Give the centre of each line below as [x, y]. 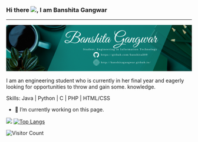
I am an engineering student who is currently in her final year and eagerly [95, 81]
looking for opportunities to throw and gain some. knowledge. [81, 87]
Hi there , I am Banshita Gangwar [57, 10]
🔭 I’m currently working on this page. [59, 110]
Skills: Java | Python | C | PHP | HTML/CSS [58, 98]
